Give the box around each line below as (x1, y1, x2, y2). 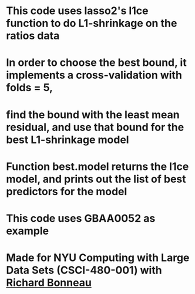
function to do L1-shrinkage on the (6, 16, 177, 30)
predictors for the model (6, 185, 127, 198)
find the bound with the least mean (6, 108, 180, 121)
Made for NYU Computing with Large (6, 251, 190, 265)
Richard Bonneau (6, 276, 92, 289)
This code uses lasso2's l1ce (6, 4, 149, 18)
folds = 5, (6, 81, 53, 95)
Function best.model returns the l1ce (6, 160, 189, 173)
